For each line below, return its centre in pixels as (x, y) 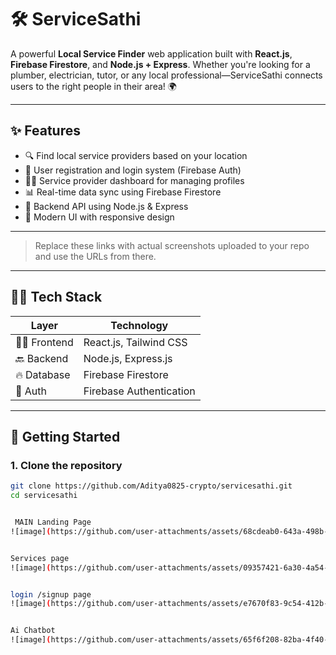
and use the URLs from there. (95, 256)
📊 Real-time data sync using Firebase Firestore (123, 192)
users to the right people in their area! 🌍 (93, 86)
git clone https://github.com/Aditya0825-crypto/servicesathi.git (151, 486)
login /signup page (51, 594)
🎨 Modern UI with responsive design (99, 217)
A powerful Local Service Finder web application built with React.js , (151, 53)
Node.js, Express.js (128, 358)
